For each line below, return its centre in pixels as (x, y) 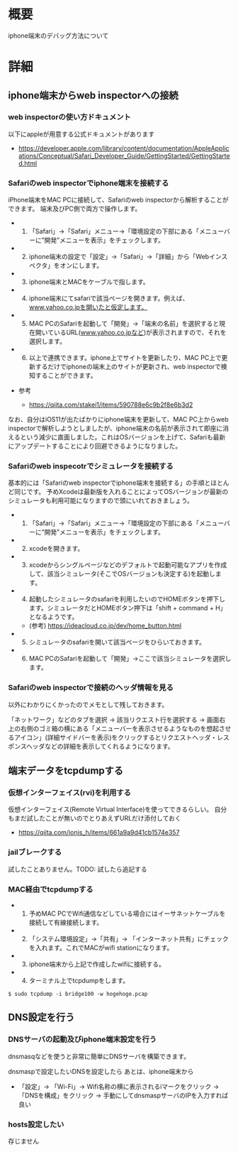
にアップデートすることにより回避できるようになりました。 (95, 446)
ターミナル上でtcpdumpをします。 (79, 980)
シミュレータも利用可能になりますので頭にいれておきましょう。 (101, 500)
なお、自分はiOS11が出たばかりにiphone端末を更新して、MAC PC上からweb (118, 419)
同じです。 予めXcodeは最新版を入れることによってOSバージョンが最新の (121, 492)
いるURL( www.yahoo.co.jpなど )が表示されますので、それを (140, 333)
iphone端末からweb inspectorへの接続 (93, 95)
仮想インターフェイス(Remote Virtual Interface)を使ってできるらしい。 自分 (118, 809)
